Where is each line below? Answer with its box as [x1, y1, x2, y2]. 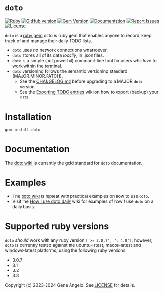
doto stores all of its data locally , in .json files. [12, 52, 104, 58]
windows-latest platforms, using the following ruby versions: [5, 247, 127, 253]
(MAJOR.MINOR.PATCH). [12, 73, 63, 79]
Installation [5, 111, 52, 122]
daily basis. [12, 203, 35, 209]
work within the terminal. [12, 63, 63, 69]
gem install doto [5, 127, 41, 132]
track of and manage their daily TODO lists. [5, 38, 92, 44]
